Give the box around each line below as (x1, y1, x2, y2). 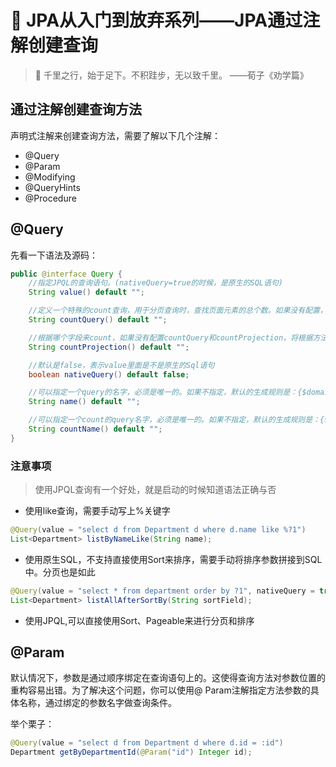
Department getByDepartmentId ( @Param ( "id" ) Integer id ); (10, 747, 253, 758)
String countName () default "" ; (28, 424, 163, 435)
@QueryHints (24, 181, 81, 193)
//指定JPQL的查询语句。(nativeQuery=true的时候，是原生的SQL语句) (28, 278, 283, 288)
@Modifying (24, 171, 76, 183)
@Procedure (24, 192, 77, 204)
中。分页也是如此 (24, 566, 96, 578)
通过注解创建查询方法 (10, 101, 142, 118)
